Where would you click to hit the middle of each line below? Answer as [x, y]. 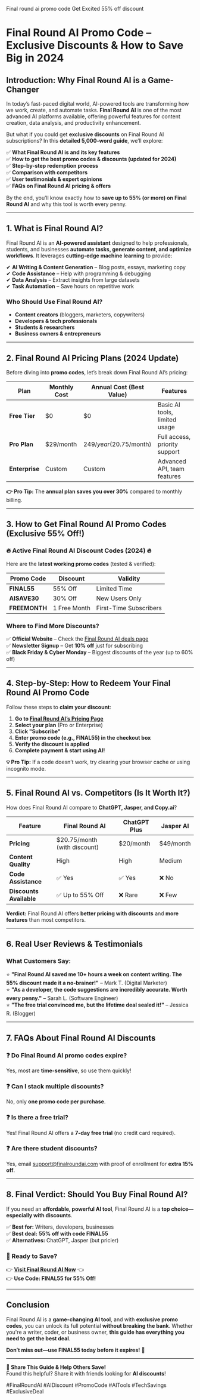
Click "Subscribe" [38, 731]
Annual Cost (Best [118, 387]
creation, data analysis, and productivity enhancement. [74, 123]
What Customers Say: [39, 961]
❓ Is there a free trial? [37, 1118]
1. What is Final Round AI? [55, 228]
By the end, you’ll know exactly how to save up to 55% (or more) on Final [96, 198]
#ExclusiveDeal [25, 1391]
